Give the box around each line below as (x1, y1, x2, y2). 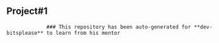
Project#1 (6, 5, 48, 17)
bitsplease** (6, 29, 44, 36)
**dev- (194, 23, 213, 30)
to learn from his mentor (46, 29, 121, 36)
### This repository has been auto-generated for (46, 23, 192, 30)
